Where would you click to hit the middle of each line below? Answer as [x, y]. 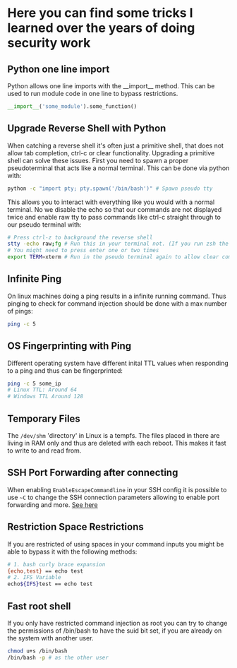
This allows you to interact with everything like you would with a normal [111, 202]
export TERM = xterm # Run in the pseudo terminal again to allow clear [113, 257]
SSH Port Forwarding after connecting [93, 473]
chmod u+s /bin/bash [38, 651]
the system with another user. [50, 638]
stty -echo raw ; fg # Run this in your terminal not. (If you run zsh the [118, 244]
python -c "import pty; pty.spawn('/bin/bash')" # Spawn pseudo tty [110, 189]
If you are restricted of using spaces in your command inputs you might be [116, 544]
